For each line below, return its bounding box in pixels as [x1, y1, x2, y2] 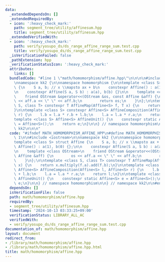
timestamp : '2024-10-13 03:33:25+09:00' [9, 208, 93, 213]
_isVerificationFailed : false [9, 53, 71, 58]
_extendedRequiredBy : [9, 16, 54, 21]
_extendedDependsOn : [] [9, 12, 58, 17]
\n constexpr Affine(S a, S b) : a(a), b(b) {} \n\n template [14, 89, 155, 94]
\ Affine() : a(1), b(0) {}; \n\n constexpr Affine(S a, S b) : [14, 145, 153, 149]
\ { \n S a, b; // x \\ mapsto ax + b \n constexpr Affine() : [14, 85, 153, 90]
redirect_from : [5, 235, 36, 241]
